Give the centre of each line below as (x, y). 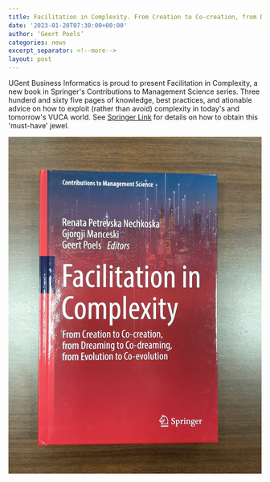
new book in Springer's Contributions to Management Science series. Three (134, 91)
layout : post (30, 59)
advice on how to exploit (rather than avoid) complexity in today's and (124, 109)
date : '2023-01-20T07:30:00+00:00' (68, 25)
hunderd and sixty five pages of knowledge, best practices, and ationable (130, 100)
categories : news (37, 43)
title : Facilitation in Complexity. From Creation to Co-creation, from (133, 17)
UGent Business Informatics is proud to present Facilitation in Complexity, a (133, 83)
